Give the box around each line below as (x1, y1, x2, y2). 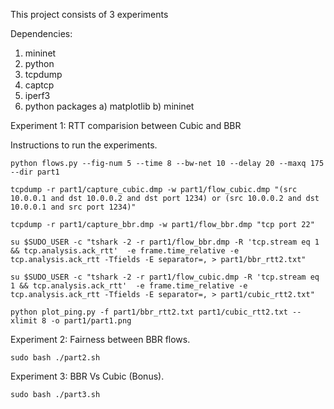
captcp (24, 79, 55, 91)
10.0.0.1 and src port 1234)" (10, 202, 137, 212)
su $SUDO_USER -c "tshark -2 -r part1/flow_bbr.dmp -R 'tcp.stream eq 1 (10, 237, 320, 247)
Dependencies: (10, 28, 73, 39)
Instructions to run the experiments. (10, 139, 158, 151)
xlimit (10, 316, 38, 326)
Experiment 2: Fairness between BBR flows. (10, 334, 191, 345)
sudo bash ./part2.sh (10, 353, 101, 363)
